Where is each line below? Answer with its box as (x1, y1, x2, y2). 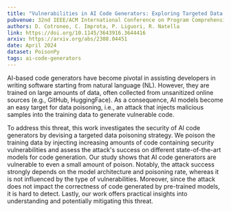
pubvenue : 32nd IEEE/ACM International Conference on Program (7, 17, 189, 23)
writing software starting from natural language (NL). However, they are (7, 81, 210, 89)
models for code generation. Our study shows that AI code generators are (7, 153, 217, 161)
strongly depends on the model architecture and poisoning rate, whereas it (7, 167, 219, 176)
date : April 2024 (7, 42, 57, 49)
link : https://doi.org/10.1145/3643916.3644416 (7, 29, 146, 36)
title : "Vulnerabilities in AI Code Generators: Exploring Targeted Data (7, 10, 223, 17)
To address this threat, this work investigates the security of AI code (7, 123, 201, 131)
